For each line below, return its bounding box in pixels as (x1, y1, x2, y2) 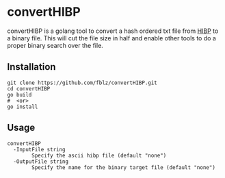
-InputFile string (13, 146, 66, 153)
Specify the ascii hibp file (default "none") (31, 152, 167, 159)
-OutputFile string (13, 158, 69, 165)
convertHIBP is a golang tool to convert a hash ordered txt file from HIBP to (7, 27, 219, 35)
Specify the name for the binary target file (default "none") (31, 164, 215, 171)
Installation (7, 61, 56, 73)
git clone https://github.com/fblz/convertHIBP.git (7, 79, 157, 86)
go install (7, 103, 38, 110)
